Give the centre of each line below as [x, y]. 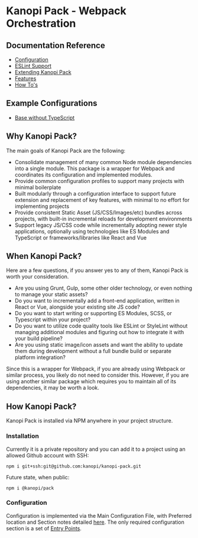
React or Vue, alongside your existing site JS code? [77, 307]
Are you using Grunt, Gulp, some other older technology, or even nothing [103, 288]
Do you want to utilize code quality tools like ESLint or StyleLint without [101, 326]
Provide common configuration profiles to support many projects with [99, 181]
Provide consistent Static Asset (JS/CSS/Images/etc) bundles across [98, 212]
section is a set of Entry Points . [44, 528]
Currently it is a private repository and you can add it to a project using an [96, 449]
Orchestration [41, 23]
